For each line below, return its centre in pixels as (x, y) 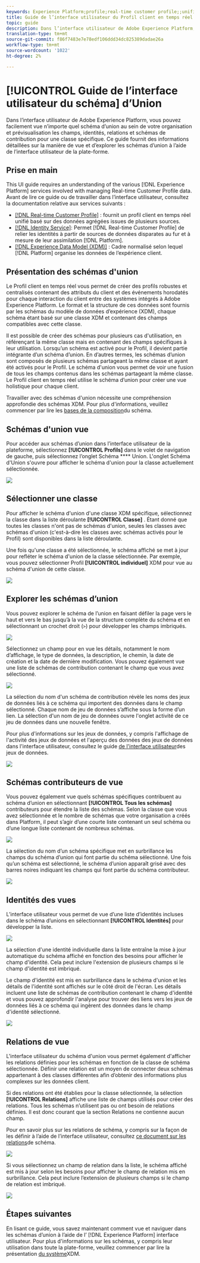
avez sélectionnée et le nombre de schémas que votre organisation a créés (98, 816)
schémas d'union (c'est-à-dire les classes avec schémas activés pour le (95, 532)
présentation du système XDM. (43, 1253)
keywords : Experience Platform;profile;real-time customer (81, 12)
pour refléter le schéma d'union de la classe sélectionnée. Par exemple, (94, 556)
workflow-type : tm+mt (33, 45)
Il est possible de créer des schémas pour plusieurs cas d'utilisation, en (94, 336)
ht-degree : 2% (24, 56)
